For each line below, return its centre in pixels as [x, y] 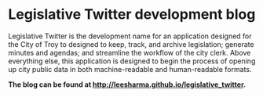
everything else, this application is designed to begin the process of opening [132, 61]
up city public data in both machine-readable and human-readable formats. [130, 69]
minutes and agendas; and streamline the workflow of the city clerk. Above [130, 52]
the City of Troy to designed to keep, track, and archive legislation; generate [131, 44]
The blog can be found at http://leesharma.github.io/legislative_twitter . [127, 84]
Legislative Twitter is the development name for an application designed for [130, 36]
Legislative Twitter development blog [132, 14]
